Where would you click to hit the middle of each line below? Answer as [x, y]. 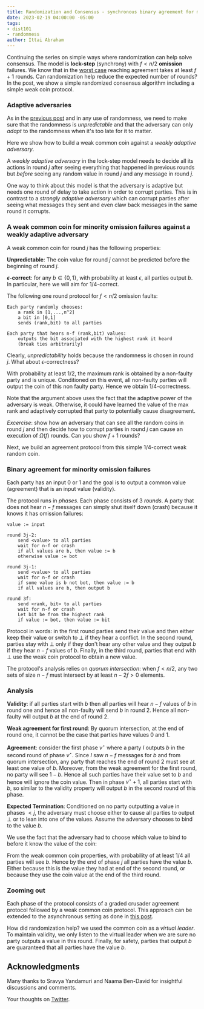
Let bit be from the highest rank [61, 614]
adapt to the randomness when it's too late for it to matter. [80, 131]
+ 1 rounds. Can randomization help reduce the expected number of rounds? [102, 77]
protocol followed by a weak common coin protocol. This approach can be [100, 910]
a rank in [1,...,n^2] [46, 312]
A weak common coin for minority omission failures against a [99, 227]
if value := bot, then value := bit [64, 620]
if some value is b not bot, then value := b [76, 583]
